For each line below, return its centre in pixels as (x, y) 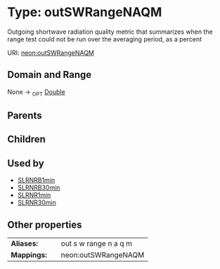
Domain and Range (50, 75)
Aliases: (25, 243)
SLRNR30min (37, 203)
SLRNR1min (34, 195)
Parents (25, 116)
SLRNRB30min (39, 188)
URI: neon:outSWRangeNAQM (51, 53)
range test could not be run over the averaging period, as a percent (105, 39)
